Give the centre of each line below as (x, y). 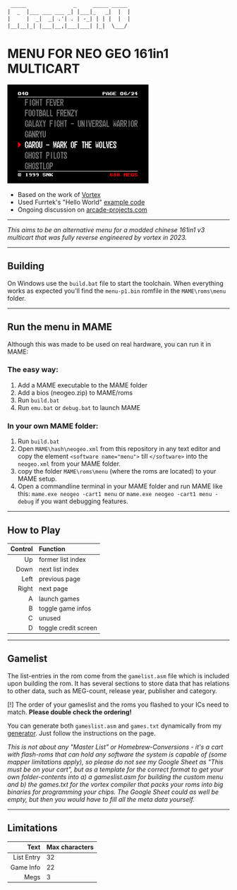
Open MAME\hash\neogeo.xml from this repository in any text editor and (119, 449)
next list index (59, 569)
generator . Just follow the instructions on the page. (82, 733)
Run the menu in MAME (60, 327)
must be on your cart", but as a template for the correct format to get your (115, 769)
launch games (59, 599)
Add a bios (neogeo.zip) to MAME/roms (75, 392)
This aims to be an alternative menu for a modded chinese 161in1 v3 (106, 229)
